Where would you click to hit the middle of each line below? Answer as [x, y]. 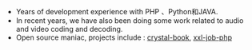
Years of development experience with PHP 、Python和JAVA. [117, 12]
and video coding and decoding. [69, 29]
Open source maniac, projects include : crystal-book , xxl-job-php [124, 37]
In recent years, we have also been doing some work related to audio [130, 21]
